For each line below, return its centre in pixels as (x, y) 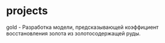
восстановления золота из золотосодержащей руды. (74, 33)
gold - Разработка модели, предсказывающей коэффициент (82, 27)
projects (27, 11)
